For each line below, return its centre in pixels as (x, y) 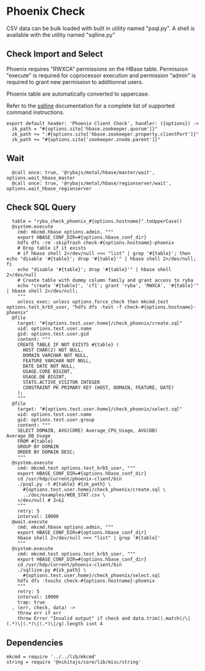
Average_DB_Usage (29, 436)
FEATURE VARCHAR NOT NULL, (57, 361)
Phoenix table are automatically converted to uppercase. (78, 94)
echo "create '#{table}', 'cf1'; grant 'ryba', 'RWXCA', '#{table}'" (108, 286)
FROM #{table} (35, 442)
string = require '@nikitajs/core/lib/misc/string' (74, 662)
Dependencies (35, 642)
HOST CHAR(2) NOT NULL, (53, 350)
